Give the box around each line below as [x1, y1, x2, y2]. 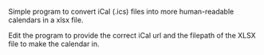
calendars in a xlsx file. [8, 15, 84, 25]
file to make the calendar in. [8, 39, 100, 49]
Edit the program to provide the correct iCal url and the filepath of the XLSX [8, 31, 257, 40]
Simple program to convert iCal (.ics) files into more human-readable [8, 7, 234, 16]
